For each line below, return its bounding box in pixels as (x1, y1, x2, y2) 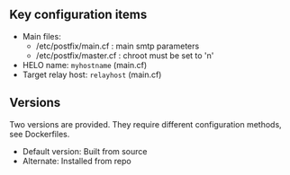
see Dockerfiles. (9, 128, 70, 139)
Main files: (22, 31, 61, 41)
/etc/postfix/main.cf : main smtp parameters (35, 40, 200, 51)
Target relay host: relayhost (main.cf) (22, 69, 162, 80)
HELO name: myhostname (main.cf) (22, 59, 148, 70)
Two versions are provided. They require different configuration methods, (9, 118, 282, 129)
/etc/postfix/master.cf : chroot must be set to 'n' (35, 49, 214, 61)
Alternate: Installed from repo (22, 155, 132, 166)
